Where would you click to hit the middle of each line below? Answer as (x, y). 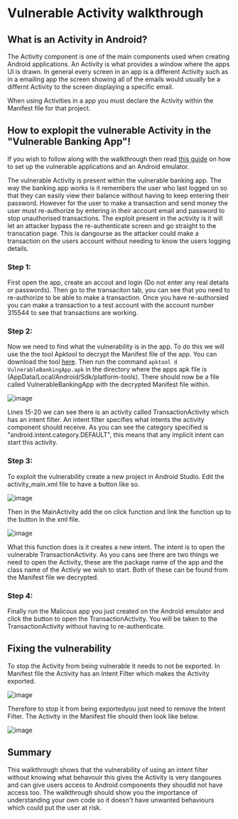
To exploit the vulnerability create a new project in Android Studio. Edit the (116, 476)
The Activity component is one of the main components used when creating (119, 56)
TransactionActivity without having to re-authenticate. (86, 626)
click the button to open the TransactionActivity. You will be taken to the (113, 619)
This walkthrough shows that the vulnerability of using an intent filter (108, 769)
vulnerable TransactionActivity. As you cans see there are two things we (113, 555)
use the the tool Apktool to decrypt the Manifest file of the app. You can (112, 354)
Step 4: (20, 595)
